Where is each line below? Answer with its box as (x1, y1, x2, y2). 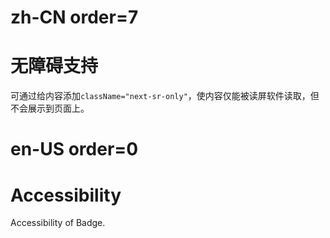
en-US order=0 (10, 138, 139, 161)
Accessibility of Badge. (10, 217, 106, 229)
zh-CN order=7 (10, 6, 139, 29)
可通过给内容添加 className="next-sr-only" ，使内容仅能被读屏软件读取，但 (10, 90, 320, 102)
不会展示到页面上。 (10, 102, 90, 115)
